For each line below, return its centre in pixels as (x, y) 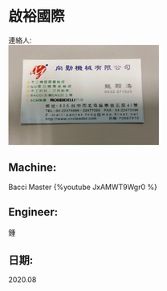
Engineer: (33, 212)
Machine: (33, 168)
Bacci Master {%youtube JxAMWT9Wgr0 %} (83, 187)
